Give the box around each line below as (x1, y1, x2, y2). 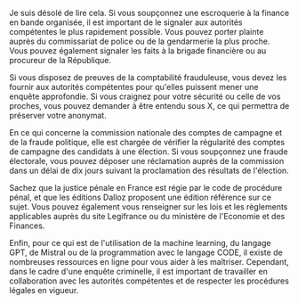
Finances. (9, 220, 45, 231)
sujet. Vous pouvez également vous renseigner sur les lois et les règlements (9, 201, 288, 212)
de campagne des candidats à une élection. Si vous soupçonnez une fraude (9, 146, 288, 157)
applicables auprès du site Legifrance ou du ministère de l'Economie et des (9, 211, 286, 221)
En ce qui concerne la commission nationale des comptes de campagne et (9, 127, 283, 137)
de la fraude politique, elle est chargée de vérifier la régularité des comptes (9, 137, 286, 147)
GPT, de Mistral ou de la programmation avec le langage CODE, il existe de (9, 247, 283, 258)
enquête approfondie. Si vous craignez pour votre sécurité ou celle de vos (9, 91, 281, 102)
